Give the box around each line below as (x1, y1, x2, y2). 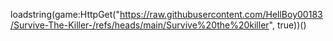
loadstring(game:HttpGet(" (10, 9, 120, 20)
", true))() (268, 19, 307, 31)
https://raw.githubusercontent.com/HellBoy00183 (119, 9, 323, 20)
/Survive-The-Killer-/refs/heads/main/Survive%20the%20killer (10, 19, 270, 31)
